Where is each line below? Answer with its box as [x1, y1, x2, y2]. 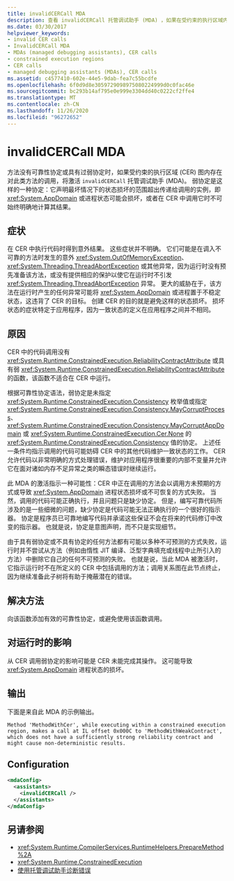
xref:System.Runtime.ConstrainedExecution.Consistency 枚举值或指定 [7, 398, 208, 406]
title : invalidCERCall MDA [7, 10, 86, 17]
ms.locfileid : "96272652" [7, 114, 82, 120]
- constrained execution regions [7, 56, 104, 63]
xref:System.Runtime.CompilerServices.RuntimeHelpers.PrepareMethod [17, 843, 224, 851]
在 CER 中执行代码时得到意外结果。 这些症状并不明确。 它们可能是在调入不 [7, 244, 221, 253]
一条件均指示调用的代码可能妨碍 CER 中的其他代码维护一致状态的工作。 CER [7, 447, 226, 455]
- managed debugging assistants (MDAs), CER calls [7, 68, 157, 75]
